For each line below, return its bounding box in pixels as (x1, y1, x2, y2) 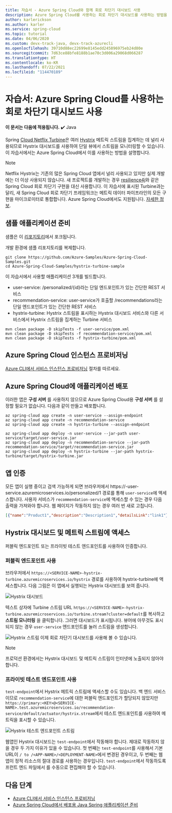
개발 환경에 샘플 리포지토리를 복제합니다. (5, 244, 86, 251)
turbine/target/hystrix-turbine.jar (5, 453, 83, 459)
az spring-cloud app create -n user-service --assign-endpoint (5, 413, 143, 419)
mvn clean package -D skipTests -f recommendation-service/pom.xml (5, 331, 153, 336)
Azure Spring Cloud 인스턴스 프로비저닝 (5, 351, 128, 360)
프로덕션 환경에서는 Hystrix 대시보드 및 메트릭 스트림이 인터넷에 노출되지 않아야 (5, 655, 164, 661)
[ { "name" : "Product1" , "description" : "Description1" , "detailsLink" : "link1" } (5, 513, 168, 518)
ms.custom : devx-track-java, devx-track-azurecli (5, 41, 114, 46)
